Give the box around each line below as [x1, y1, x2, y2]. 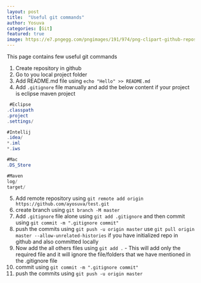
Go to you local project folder [15, 71, 88, 78]
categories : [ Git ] [7, 25, 52, 32]
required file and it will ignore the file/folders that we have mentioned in [15, 251, 191, 258]
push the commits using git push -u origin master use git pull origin [15, 226, 195, 233]
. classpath [7, 107, 34, 113]
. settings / [7, 118, 34, 124]
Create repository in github [15, 65, 82, 72]
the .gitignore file [15, 257, 58, 264]
